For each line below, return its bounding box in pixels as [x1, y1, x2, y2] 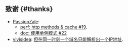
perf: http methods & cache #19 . [20, 24, 88, 30]
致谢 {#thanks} [5, 5, 53, 14]
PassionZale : [12, 18, 39, 24]
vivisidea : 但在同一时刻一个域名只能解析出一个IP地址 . [12, 36, 123, 42]
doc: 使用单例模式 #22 [20, 30, 67, 36]
